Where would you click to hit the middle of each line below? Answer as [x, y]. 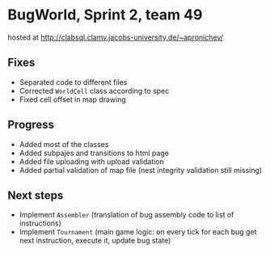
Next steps [36, 195]
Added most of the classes [64, 144]
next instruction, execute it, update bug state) [95, 241]
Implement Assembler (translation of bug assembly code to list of [127, 215]
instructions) [40, 223]
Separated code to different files [73, 82]
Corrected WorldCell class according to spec [94, 91]
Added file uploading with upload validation [92, 161]
